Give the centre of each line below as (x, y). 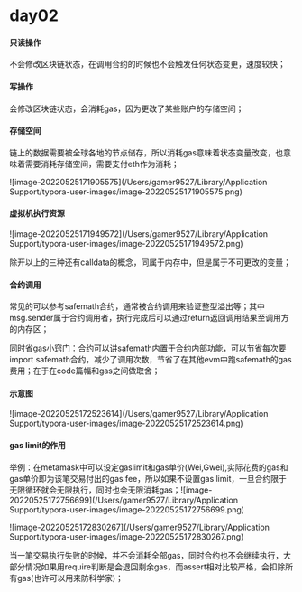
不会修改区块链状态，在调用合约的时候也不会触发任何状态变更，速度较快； (147, 64)
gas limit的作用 (37, 445)
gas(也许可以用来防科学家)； (70, 578)
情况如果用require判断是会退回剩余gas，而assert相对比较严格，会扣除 (155, 567)
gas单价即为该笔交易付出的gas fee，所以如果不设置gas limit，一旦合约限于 (148, 478)
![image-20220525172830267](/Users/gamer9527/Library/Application (140, 527)
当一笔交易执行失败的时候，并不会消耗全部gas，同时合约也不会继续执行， (146, 555)
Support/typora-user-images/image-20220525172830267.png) (127, 536)
